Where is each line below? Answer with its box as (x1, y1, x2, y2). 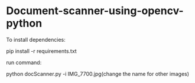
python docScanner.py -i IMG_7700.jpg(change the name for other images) (6, 70, 190, 77)
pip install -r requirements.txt (6, 47, 77, 54)
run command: (6, 59, 42, 66)
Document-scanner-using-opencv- (6, 4, 184, 18)
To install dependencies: (6, 36, 66, 43)
